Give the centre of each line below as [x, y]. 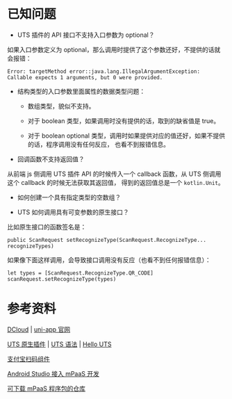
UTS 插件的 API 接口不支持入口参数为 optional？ [86, 35]
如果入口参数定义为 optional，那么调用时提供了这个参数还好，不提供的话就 [114, 49]
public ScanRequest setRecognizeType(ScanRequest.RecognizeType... [107, 240]
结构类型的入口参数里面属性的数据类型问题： [81, 91]
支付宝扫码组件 [28, 359]
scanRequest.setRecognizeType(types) [62, 279]
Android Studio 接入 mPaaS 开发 [53, 373]
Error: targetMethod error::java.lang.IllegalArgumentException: [103, 71]
